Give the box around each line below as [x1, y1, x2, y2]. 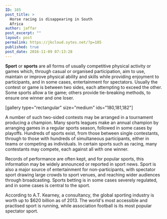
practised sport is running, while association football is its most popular [5, 202, 152, 208]
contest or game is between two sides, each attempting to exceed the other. [5, 84, 162, 90]
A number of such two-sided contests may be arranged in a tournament [5, 114, 153, 120]
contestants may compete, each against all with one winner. [5, 146, 129, 152]
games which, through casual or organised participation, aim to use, [5, 68, 145, 74]
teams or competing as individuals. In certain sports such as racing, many [5, 140, 157, 146]
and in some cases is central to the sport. [5, 182, 90, 188]
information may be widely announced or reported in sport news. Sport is [5, 161, 156, 167]
